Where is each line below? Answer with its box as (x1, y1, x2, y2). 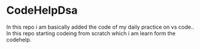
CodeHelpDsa (6, 4, 78, 17)
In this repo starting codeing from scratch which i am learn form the (6, 29, 176, 36)
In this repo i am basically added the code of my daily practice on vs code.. (6, 23, 195, 30)
